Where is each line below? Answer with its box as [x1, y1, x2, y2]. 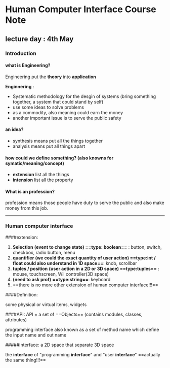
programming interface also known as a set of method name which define [5, 326, 159, 332]
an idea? [5, 126, 24, 132]
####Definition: [5, 291, 38, 297]
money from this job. [5, 205, 49, 211]
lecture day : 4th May [5, 35, 74, 43]
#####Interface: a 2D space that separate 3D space [5, 342, 114, 348]
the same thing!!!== [5, 357, 47, 363]
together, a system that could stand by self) [12, 98, 104, 105]
